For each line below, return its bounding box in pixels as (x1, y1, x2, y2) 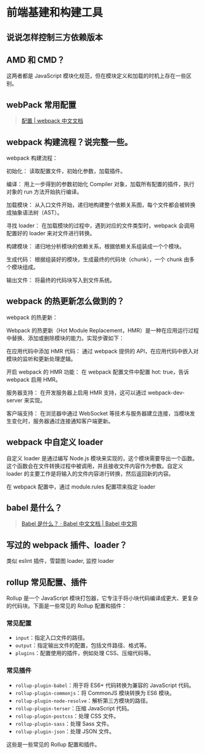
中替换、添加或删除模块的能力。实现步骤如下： (6, 334, 124, 342)
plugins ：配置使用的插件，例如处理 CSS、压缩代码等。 (15, 650, 155, 657)
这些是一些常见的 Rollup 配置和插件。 (6, 740, 100, 748)
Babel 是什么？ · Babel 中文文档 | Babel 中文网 (21, 520, 138, 527)
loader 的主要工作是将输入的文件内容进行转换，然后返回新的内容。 (6, 469, 174, 477)
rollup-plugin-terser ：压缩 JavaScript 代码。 (15, 704, 133, 712)
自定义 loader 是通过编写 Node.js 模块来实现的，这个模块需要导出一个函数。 (6, 454, 198, 461)
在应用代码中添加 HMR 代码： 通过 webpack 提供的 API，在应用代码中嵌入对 (6, 347, 199, 355)
